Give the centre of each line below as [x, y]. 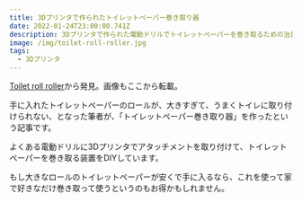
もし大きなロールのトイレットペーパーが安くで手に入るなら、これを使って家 [151, 177]
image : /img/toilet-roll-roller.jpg [78, 43]
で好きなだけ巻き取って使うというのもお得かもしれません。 [119, 188]
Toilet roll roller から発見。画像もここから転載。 [96, 86]
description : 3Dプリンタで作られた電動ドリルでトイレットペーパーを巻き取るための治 [150, 34]
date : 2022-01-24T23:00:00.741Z [70, 26]
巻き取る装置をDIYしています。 [106, 158]
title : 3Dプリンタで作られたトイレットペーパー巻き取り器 [104, 18]
